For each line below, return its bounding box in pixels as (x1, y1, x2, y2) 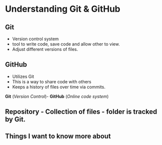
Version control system (12, 36, 59, 42)
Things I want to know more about (5, 132, 111, 140)
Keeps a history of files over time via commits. (12, 84, 106, 90)
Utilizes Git (12, 73, 34, 79)
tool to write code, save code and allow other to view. (12, 41, 120, 47)
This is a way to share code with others (12, 78, 92, 84)
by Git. (5, 115, 26, 123)
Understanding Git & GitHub (5, 3, 121, 15)
